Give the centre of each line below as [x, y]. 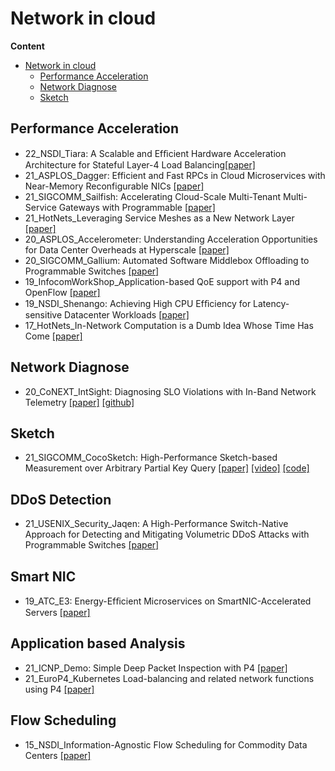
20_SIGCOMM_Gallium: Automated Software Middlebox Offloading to [167, 260]
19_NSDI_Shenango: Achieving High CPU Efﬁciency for [138, 303]
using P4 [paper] [59, 689]
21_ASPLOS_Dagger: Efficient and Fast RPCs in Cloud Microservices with [175, 175]
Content [27, 46]
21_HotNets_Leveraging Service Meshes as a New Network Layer [159, 218]
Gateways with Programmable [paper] [137, 207]
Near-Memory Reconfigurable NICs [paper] [114, 186]
